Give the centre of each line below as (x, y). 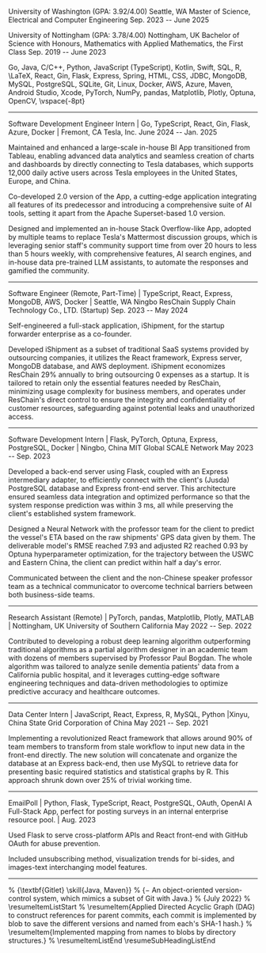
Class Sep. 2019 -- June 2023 (57, 52)
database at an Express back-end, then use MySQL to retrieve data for (123, 763)
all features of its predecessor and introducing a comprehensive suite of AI (130, 205)
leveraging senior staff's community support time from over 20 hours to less (133, 245)
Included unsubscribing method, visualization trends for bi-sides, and (122, 859)
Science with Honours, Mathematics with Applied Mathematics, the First (126, 44)
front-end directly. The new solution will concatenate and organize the (123, 755)
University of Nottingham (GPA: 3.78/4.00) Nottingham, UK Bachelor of (124, 35)
